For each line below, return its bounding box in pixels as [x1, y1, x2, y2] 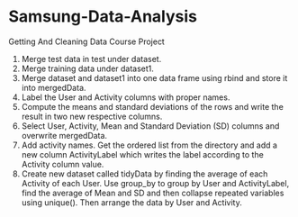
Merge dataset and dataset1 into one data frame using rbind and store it [21, 72, 288, 83]
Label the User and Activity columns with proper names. [21, 92, 230, 103]
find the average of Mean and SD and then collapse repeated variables [21, 187, 284, 198]
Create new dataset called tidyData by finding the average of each [21, 168, 268, 179]
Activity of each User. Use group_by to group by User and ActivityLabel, [21, 177, 290, 188]
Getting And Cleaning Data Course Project [8, 36, 166, 47]
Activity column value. [21, 158, 104, 169]
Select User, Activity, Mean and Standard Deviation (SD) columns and [21, 120, 280, 131]
